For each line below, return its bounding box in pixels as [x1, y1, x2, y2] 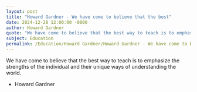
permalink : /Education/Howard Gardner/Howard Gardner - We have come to [6, 41, 188, 47]
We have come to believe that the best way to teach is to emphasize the [6, 56, 180, 64]
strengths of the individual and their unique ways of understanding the [6, 63, 176, 70]
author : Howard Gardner [6, 24, 64, 31]
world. [6, 69, 22, 76]
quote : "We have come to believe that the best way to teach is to [6, 30, 175, 36]
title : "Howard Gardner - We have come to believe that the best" [6, 14, 172, 20]
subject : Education [6, 36, 54, 41]
